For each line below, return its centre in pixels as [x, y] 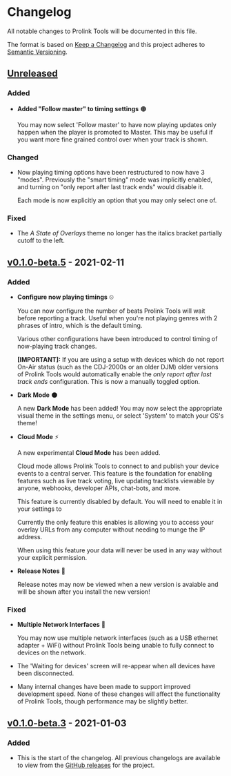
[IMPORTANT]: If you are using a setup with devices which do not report [120, 359]
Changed [23, 157]
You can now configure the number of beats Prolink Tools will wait [111, 311]
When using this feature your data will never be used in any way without [119, 550]
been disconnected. [46, 673]
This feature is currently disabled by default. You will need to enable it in [120, 501]
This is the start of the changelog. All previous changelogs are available [119, 757]
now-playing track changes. [57, 346]
